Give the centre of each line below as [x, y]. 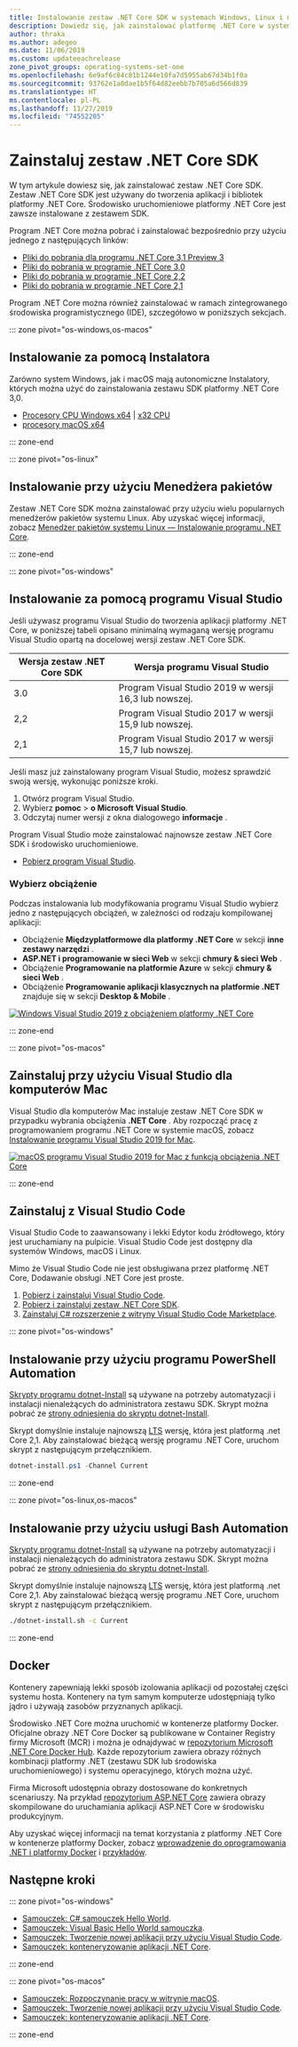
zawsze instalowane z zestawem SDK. [79, 213]
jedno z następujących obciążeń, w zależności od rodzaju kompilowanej [141, 913]
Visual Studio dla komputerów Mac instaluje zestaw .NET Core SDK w [136, 1111]
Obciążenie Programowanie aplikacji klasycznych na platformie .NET [151, 987]
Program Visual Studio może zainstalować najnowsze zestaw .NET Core [141, 834]
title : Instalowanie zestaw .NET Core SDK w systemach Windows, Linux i [146, 17]
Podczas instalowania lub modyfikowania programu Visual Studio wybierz [144, 903]
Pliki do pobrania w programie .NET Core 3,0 [104, 267]
